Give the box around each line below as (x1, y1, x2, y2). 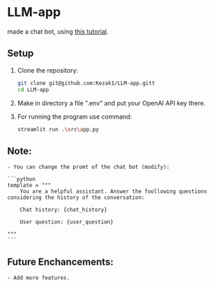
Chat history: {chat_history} (20, 207, 108, 214)
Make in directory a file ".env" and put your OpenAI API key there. (17, 98, 206, 107)
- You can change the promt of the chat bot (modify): (7, 163, 170, 171)
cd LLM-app (17, 86, 49, 93)
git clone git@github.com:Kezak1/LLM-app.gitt (17, 80, 155, 87)
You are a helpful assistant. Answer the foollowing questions (20, 188, 208, 196)
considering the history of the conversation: (7, 194, 145, 201)
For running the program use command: (17, 112, 132, 121)
